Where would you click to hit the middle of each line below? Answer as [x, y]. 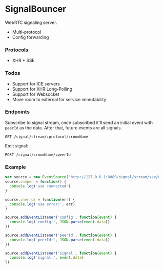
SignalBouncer [36, 9]
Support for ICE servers [36, 83]
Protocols [17, 50]
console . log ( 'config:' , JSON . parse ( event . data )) [60, 222]
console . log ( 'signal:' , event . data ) [47, 258]
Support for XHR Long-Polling [42, 89]
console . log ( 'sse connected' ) [40, 186]
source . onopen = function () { [36, 182]
